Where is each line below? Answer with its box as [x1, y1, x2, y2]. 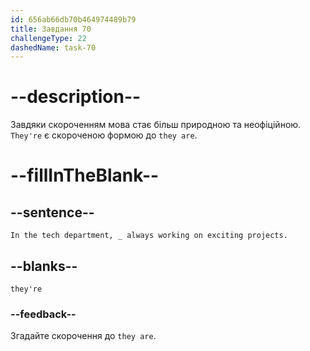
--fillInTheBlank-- [10, 164, 160, 187]
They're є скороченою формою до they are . [10, 129, 198, 141]
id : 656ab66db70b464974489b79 [10, 14, 137, 25]
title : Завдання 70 [10, 24, 92, 34]
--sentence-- [10, 204, 95, 221]
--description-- [10, 86, 142, 108]
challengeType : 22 [10, 33, 87, 43]
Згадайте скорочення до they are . [10, 330, 157, 342]
